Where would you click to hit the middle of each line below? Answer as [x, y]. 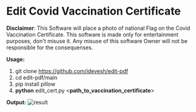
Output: [16, 102]
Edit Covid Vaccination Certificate [93, 11]
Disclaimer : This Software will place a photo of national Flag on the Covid [98, 28]
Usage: [16, 59]
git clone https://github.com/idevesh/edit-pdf [72, 71]
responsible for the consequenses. [50, 47]
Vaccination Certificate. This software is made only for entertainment [93, 34]
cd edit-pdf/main [36, 77]
